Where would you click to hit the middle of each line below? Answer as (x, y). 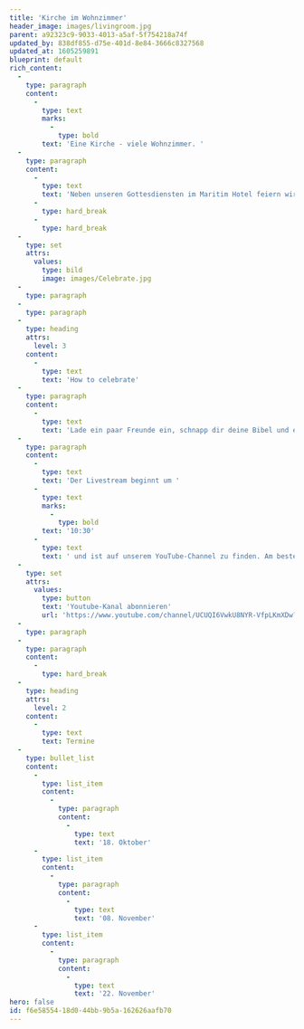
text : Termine (68, 742)
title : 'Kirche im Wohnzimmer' (68, 18)
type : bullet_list (60, 758)
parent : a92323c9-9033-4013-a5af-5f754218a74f (99, 34)
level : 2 (50, 708)
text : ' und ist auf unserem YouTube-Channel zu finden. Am (157, 556)
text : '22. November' (114, 994)
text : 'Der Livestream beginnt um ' (111, 481)
